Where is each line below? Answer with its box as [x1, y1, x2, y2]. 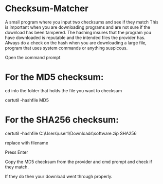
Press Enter [5, 149, 28, 155]
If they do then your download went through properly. [5, 173, 113, 179]
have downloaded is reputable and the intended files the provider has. [5, 35, 145, 41]
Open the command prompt [5, 54, 61, 60]
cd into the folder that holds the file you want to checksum [5, 87, 122, 93]
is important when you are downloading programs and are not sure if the [5, 24, 150, 30]
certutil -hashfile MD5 [5, 97, 49, 103]
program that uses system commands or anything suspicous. [5, 45, 128, 51]
